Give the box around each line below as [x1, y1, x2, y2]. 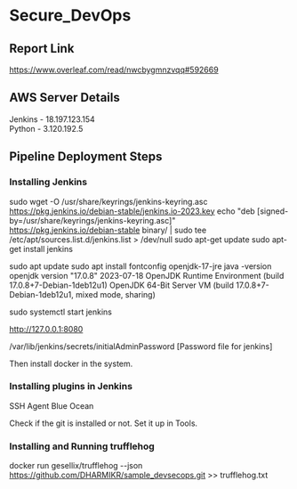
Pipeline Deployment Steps [9, 149, 163, 165]
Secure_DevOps [9, 5, 132, 26]
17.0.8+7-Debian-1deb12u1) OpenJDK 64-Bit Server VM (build [9, 280, 234, 290]
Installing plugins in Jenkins [9, 380, 133, 393]
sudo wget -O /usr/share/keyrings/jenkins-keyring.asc [9, 196, 208, 207]
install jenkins [23, 243, 74, 254]
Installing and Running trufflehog [9, 440, 156, 452]
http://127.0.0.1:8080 [9, 323, 84, 334]
